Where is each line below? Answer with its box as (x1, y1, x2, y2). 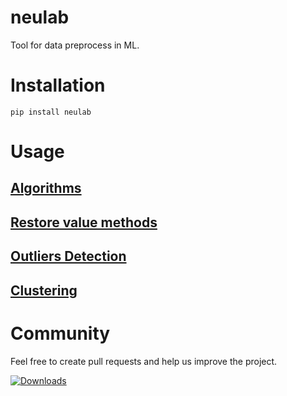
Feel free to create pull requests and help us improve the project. (10, 355, 278, 367)
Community (10, 322, 111, 345)
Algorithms (10, 180, 82, 197)
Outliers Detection (10, 248, 127, 265)
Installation (10, 74, 106, 97)
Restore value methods (10, 214, 158, 231)
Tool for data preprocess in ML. (10, 39, 140, 51)
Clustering (10, 282, 78, 299)
